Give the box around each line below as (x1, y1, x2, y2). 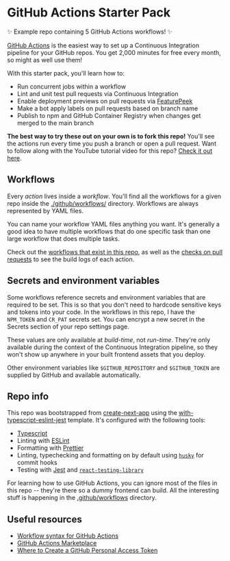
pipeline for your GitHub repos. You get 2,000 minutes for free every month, (7, 48, 221, 56)
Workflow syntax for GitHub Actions (16, 532, 118, 540)
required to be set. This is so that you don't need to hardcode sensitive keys (7, 300, 222, 309)
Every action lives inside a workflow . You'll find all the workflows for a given (7, 192, 221, 200)
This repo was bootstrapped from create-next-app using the (7, 409, 178, 417)
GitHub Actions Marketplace (16, 539, 97, 547)
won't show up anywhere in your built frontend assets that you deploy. (7, 350, 206, 358)
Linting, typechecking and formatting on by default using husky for (16, 451, 204, 459)
